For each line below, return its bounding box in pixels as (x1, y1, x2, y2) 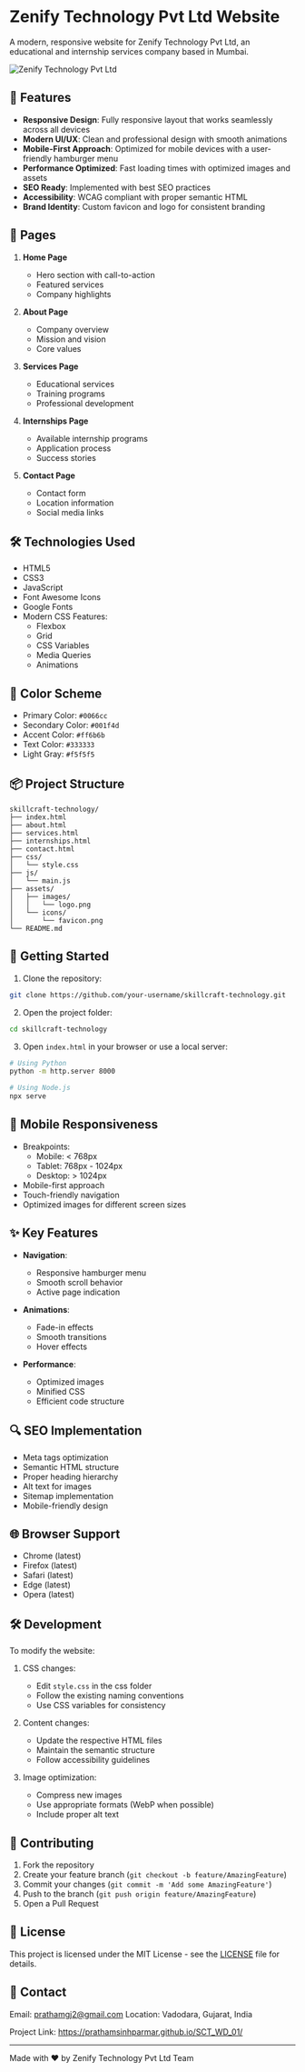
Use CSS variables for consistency (35, 1700, 166, 1711)
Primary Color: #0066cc (22, 710, 108, 721)
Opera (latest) (22, 1589, 75, 1600)
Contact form (35, 487, 86, 498)
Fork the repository (22, 1859, 95, 1870)
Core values (35, 343, 82, 354)
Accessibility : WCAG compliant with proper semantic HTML (22, 191, 248, 202)
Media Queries (35, 650, 92, 661)
